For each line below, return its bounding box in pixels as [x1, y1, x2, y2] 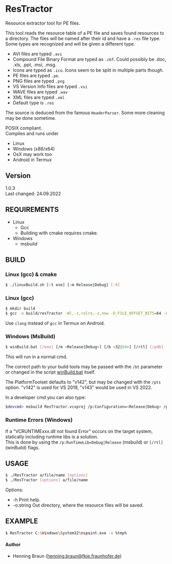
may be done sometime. [5, 115, 56, 121]
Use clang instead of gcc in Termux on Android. [5, 320, 105, 327]
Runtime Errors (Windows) [5, 417, 73, 424]
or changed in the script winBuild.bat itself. [5, 369, 96, 375]
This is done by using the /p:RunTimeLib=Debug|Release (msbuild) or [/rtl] [5, 439, 163, 445]
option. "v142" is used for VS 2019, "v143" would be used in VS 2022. [5, 384, 153, 391]
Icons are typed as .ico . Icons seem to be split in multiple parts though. [12, 67, 164, 73]
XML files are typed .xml [12, 94, 65, 100]
